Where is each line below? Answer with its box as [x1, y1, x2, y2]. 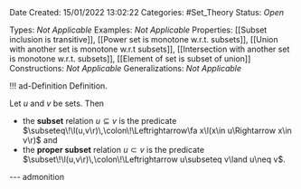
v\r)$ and [22, 135, 58, 146]
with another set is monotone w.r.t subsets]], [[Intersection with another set [9, 43, 290, 54]
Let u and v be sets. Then [9, 98, 105, 109]
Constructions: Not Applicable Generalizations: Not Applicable [9, 63, 242, 73]
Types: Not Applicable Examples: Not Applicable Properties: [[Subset [9, 24, 268, 35]
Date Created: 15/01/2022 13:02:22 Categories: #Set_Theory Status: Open [9, 7, 285, 17]
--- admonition [9, 172, 65, 182]
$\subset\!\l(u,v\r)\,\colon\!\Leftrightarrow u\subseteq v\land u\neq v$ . [22, 154, 287, 165]
